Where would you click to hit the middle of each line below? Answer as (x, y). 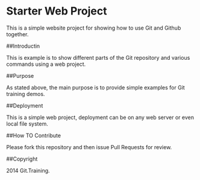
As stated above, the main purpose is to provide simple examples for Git (95, 87)
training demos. (26, 94)
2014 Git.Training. (28, 170)
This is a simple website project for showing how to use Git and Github (94, 28)
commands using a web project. (46, 64)
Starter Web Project (57, 11)
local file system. (27, 124)
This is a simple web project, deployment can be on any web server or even (100, 117)
